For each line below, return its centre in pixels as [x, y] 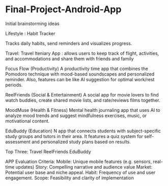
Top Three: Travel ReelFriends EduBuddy [48, 151]
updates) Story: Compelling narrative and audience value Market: [84, 167]
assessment [18, 142]
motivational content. [27, 121]
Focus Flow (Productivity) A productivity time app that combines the [77, 68]
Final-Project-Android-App [63, 9]
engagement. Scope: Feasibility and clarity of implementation [69, 178]
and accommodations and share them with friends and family [69, 59]
